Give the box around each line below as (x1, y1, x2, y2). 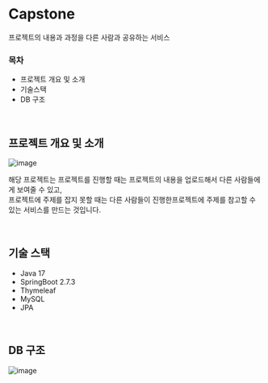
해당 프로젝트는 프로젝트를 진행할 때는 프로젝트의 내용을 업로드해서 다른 (8, 175, 232, 185)
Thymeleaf (19, 285, 57, 295)
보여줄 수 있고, (16, 185, 63, 194)
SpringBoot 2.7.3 (19, 277, 76, 286)
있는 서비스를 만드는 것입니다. (8, 205, 102, 214)
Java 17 (19, 268, 46, 278)
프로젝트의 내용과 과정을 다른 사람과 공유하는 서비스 (8, 32, 170, 42)
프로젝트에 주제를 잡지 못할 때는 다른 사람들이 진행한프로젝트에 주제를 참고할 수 (8, 195, 257, 205)
